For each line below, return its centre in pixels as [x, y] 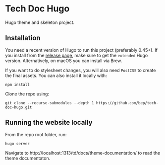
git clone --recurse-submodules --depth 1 [50, 103]
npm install [17, 84]
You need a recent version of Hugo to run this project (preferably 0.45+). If [81, 50]
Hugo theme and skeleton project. [40, 22]
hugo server [17, 144]
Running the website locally [49, 123]
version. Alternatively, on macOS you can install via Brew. [64, 61]
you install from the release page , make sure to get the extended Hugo [77, 55]
